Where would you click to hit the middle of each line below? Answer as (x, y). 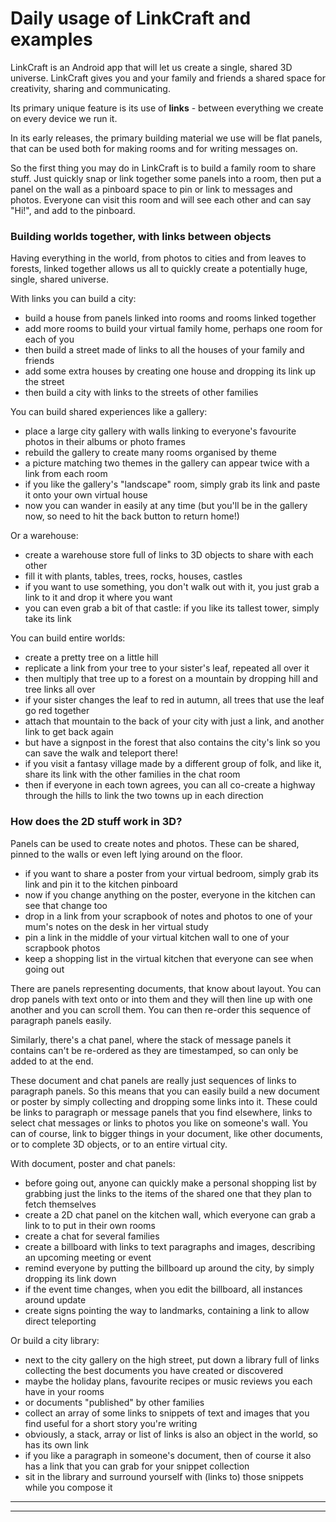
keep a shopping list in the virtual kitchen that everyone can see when (169, 958)
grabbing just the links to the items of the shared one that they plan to (168, 1193)
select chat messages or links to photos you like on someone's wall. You (159, 1123)
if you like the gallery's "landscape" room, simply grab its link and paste (172, 484)
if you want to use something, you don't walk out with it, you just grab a (172, 587)
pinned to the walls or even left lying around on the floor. (126, 854)
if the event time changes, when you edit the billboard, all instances (163, 1289)
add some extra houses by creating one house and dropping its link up (170, 371)
